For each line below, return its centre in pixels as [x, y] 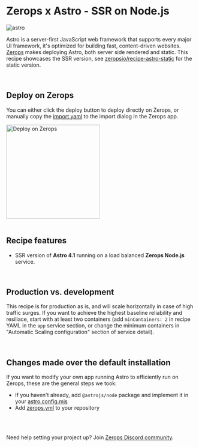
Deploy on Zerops [40, 95]
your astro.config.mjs [41, 401]
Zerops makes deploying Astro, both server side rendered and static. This [97, 52]
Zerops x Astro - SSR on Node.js [88, 11]
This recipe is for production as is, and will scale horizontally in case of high [100, 306]
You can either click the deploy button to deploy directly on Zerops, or [93, 110]
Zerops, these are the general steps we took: [61, 383]
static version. [24, 65]
